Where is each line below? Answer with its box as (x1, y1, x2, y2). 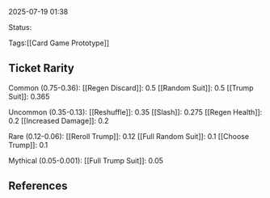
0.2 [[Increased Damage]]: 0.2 (8, 116, 109, 125)
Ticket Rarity (8, 61, 74, 75)
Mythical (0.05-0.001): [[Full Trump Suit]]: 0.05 (8, 155, 164, 165)
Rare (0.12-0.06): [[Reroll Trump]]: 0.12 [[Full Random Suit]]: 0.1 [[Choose (8, 131, 249, 141)
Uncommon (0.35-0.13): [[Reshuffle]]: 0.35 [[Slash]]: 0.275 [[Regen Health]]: (8, 107, 263, 116)
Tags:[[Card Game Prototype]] (8, 38, 110, 48)
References (8, 179, 68, 193)
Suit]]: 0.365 (8, 91, 50, 101)
